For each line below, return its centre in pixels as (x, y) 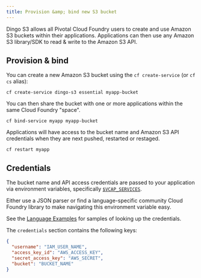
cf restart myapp (28, 150)
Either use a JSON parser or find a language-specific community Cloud (94, 201)
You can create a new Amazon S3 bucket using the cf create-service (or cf (101, 75)
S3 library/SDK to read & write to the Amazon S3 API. (72, 42)
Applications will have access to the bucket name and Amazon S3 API (93, 132)
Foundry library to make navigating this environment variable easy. (89, 207)
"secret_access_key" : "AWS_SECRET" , (57, 258)
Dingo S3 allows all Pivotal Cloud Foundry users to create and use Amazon (99, 29)
